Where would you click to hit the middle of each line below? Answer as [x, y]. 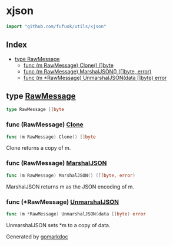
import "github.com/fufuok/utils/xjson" [56, 26]
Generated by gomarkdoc [37, 237]
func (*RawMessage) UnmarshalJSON [63, 202]
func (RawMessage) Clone [45, 124]
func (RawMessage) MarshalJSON [56, 163]
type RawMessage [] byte [35, 110]
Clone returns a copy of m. [39, 148]
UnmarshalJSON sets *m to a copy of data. [58, 225]
